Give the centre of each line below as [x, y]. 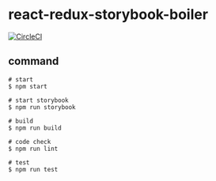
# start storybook [38, 100]
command [34, 61]
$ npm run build [35, 128]
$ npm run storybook [42, 107]
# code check [30, 141]
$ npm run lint [33, 149]
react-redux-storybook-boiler [108, 15]
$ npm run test [33, 169]
